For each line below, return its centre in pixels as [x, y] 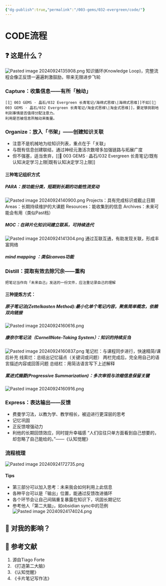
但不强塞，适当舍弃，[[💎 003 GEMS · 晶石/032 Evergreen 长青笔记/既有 [85, 156]
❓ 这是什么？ [24, 56]
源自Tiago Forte [28, 560]
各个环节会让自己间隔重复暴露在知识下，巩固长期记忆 [67, 500]
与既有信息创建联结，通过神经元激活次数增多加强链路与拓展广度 [77, 150]
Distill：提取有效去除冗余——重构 [45, 271]
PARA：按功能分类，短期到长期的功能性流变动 [53, 187]
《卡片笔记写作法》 [32, 578]
